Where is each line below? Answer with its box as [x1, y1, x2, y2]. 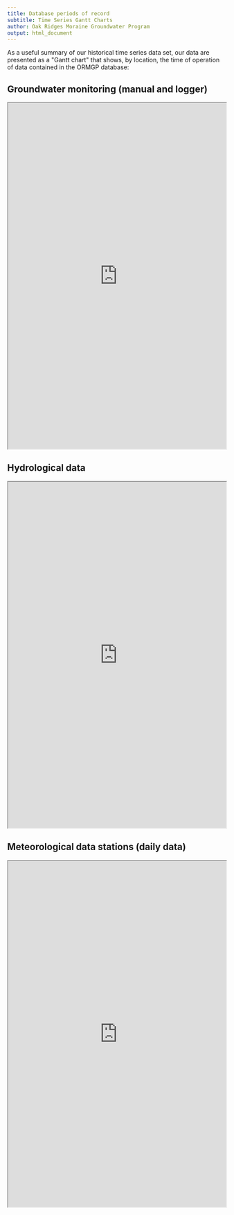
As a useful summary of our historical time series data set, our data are [7, 48, 210, 57]
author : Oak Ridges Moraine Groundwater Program [7, 23, 150, 30]
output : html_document [7, 29, 73, 37]
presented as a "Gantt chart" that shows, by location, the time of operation [7, 56, 220, 64]
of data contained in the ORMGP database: [7, 63, 129, 71]
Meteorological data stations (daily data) [7, 841, 186, 853]
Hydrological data [7, 462, 86, 474]
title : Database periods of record [7, 10, 110, 17]
